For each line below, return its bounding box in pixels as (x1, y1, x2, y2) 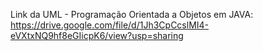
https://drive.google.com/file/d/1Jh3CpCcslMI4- (10, 19, 210, 31)
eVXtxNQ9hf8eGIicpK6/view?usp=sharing (10, 30, 184, 41)
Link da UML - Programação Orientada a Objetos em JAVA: (10, 9, 254, 20)
